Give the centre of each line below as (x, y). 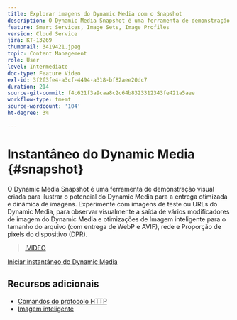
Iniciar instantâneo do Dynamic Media (63, 261)
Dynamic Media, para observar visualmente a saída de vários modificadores (118, 211)
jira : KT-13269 (30, 40)
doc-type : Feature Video (44, 73)
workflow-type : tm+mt (39, 100)
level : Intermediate (38, 67)
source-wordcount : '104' (44, 106)
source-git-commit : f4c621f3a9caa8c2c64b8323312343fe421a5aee (101, 93)
